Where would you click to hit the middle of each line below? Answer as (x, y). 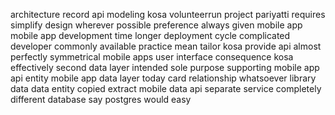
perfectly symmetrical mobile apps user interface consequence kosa (152, 57)
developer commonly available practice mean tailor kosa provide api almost (166, 46)
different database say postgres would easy (101, 99)
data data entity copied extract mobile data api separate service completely (166, 88)
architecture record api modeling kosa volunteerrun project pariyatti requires (168, 14)
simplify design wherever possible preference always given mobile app (156, 25)
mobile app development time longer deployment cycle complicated (150, 35)
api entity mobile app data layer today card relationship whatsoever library (163, 78)
